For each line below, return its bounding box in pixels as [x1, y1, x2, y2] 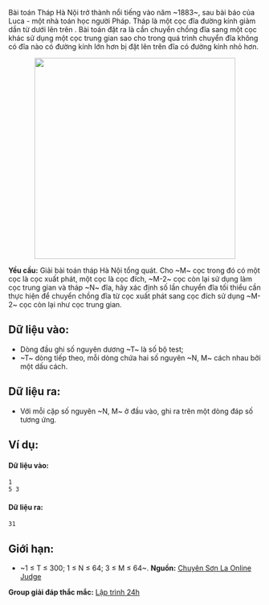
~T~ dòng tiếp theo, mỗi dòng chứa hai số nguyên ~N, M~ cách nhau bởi [19, 352, 261, 362]
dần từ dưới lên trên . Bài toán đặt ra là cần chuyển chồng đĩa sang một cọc [8, 25, 257, 34]
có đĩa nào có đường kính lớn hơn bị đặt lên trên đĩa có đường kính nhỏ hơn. [8, 42, 259, 51]
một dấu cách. [19, 361, 68, 371]
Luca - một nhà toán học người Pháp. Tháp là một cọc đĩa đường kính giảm [8, 16, 256, 26]
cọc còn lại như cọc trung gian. [18, 300, 122, 309]
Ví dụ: [8, 438, 39, 452]
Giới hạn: [8, 541, 55, 555]
